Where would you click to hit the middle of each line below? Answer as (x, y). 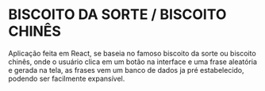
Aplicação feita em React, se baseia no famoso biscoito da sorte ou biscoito (132, 53)
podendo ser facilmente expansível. (67, 78)
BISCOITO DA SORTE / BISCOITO (117, 15)
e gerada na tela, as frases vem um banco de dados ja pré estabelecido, (126, 70)
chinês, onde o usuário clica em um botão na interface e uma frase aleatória (133, 62)
